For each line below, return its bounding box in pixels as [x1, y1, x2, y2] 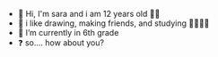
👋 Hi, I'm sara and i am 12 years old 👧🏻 [17, 9, 161, 19]
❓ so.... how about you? [17, 37, 105, 48]
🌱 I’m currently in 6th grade [17, 28, 119, 37]
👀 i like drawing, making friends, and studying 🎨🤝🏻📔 [17, 18, 210, 28]
